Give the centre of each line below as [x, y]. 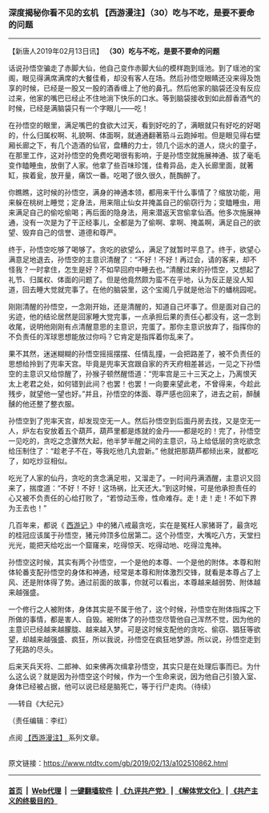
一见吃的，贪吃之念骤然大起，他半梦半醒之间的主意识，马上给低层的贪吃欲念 [134, 441]
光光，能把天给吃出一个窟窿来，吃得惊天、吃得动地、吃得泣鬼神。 [117, 545]
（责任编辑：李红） [40, 721]
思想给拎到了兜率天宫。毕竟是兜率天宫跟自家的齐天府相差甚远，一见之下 [127, 364]
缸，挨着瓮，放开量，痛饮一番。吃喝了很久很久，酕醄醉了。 [106, 176]
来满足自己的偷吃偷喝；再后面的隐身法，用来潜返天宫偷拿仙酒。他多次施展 [131, 212]
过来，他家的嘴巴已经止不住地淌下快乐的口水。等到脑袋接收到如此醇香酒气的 [134, 99]
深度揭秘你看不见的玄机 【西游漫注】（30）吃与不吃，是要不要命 [131, 12]
